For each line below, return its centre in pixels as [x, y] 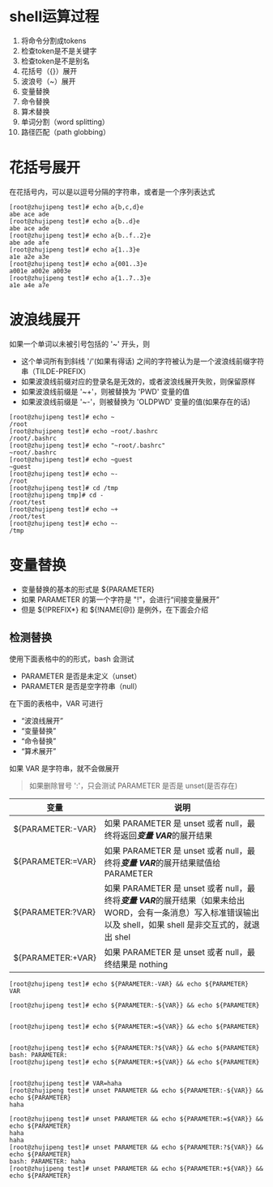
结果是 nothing [140, 964]
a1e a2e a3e [29, 256]
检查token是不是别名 [55, 61]
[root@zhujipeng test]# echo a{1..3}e [75, 249]
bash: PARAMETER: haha [47, 1161]
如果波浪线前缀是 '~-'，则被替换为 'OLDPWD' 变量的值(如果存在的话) [135, 402]
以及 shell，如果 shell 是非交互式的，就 [178, 924]
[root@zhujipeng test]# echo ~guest [71, 459]
